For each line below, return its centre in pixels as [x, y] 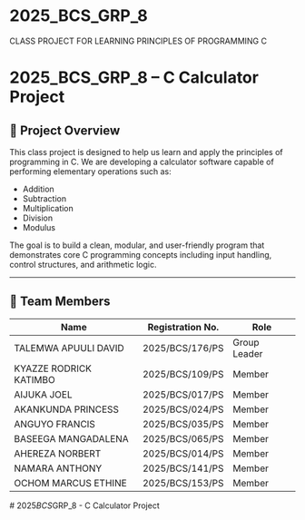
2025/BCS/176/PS [183, 348]
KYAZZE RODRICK [53, 368]
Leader [248, 353]
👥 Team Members [60, 302]
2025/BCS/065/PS [183, 438]
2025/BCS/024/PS [183, 409]
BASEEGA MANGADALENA [71, 438]
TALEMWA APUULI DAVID [69, 348]
